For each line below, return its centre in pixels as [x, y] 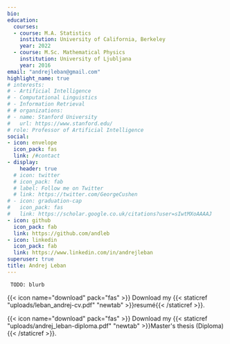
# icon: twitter [37, 175]
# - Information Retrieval [46, 104]
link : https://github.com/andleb [62, 234]
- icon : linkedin [32, 240]
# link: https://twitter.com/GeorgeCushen [76, 195]
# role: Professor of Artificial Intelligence [76, 130]
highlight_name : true [38, 78]
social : [18, 136]
